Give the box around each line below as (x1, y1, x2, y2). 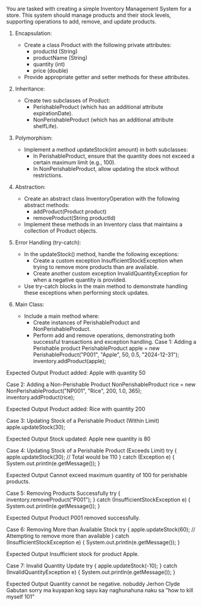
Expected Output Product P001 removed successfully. (6, 514, 140, 521)
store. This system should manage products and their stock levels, (6, 11, 171, 19)
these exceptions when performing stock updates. (24, 289, 150, 296)
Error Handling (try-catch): (14, 239, 81, 246)
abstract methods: (24, 202, 70, 208)
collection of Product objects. (24, 227, 98, 234)
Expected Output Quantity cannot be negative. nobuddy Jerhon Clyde (6, 580, 180, 587)
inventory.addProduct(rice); (6, 394, 75, 401)
